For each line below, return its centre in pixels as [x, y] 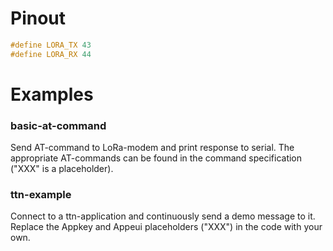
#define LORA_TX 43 [51, 45]
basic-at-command [58, 125]
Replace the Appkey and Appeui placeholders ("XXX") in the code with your [166, 227]
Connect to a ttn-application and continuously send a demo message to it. [163, 216]
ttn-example [41, 195]
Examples [52, 94]
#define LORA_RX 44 [51, 54]
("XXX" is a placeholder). [62, 169]
